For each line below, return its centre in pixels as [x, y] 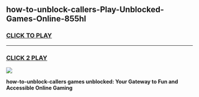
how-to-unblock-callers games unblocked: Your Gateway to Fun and [92, 81]
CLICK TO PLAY [29, 36]
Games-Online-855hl [46, 19]
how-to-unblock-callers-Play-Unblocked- [85, 10]
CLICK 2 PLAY [27, 58]
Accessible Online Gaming [39, 88]
